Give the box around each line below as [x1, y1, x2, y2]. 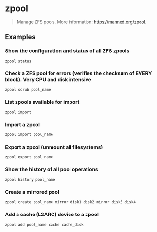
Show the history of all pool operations [5, 166, 98, 173]
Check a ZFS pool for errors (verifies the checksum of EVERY [5, 70, 152, 77]
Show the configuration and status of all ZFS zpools [5, 48, 130, 54]
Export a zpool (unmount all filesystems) [5, 144, 103, 150]
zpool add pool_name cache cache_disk [5, 222, 84, 227]
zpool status [5, 59, 32, 64]
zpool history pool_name [5, 177, 55, 182]
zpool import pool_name [5, 132, 53, 137]
